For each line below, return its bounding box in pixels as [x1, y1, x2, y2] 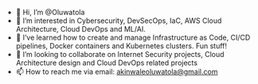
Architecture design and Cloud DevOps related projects [15, 58, 197, 67]
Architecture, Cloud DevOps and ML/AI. [15, 25, 146, 33]
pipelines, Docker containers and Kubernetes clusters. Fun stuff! [15, 41, 228, 51]
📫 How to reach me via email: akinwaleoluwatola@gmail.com [15, 67, 218, 76]
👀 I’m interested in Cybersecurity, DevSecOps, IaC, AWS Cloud [15, 16, 222, 25]
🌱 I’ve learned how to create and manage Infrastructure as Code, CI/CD [15, 32, 251, 42]
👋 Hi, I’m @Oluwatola [15, 8, 85, 17]
